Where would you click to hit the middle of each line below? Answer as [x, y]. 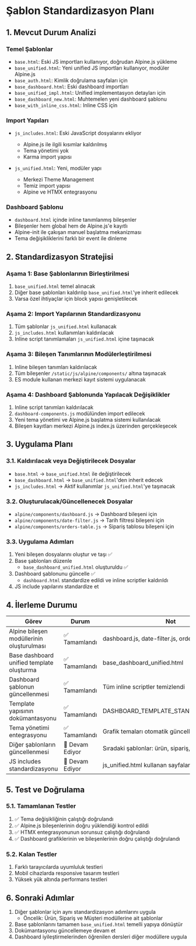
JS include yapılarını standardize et [57, 587]
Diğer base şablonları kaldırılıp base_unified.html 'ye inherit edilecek [97, 293]
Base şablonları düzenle [43, 561]
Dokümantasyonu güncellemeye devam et [65, 930]
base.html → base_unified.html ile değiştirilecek [73, 474]
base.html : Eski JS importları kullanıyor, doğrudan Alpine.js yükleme [96, 61]
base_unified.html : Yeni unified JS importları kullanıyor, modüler [92, 68]
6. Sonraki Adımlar [40, 898]
